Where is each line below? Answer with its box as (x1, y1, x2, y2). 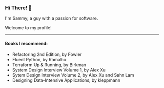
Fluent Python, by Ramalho (12, 56, 67, 62)
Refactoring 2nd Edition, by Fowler (12, 51, 82, 57)
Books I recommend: (5, 40, 48, 46)
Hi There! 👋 (5, 4, 32, 11)
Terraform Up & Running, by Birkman (12, 62, 86, 68)
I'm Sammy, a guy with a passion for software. (5, 16, 99, 21)
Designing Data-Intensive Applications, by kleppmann (12, 77, 121, 83)
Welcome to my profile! (5, 25, 52, 31)
